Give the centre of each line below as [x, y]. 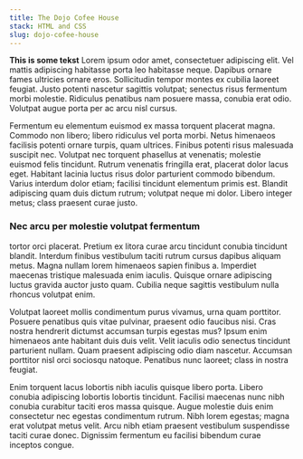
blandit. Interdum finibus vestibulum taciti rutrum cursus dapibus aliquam [146, 255]
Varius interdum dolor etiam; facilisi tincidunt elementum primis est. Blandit [149, 184]
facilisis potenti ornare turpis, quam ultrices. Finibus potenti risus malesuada [151, 145]
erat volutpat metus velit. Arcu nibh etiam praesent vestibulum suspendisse [150, 426]
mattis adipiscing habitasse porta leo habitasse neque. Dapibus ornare [141, 70]
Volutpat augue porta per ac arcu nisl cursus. [94, 109]
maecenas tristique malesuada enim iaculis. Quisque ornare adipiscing [141, 275]
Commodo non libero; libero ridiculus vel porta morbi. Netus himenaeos [142, 136]
